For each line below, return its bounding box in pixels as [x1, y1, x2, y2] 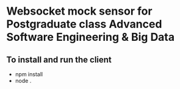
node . [15, 77, 32, 84]
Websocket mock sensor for [6, 4, 153, 18]
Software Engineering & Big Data [6, 30, 175, 44]
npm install [15, 71, 43, 77]
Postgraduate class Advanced [6, 17, 162, 31]
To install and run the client [6, 54, 112, 65]
